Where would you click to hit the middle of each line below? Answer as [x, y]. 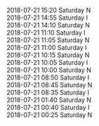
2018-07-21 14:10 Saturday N [48, 25]
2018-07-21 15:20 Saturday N [49, 10]
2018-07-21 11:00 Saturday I [47, 48]
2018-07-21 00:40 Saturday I [48, 107]
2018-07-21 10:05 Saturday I [47, 62]
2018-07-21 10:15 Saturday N [48, 55]
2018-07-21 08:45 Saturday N [49, 85]
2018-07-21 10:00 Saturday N [49, 70]
